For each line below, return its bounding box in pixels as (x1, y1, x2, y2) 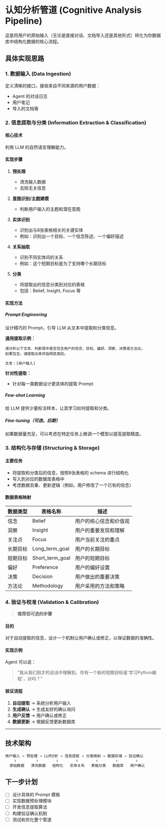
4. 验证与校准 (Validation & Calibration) (5, 598, 99, 605)
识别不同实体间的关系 (19, 254, 63, 260)
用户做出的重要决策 (75, 573, 120, 580)
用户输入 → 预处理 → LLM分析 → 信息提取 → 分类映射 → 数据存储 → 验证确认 (5, 753, 144, 758)
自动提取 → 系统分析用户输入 (12, 700, 72, 706)
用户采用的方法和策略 (75, 582, 125, 589)
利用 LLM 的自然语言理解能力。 (5, 144, 69, 150)
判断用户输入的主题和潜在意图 (19, 206, 81, 212)
